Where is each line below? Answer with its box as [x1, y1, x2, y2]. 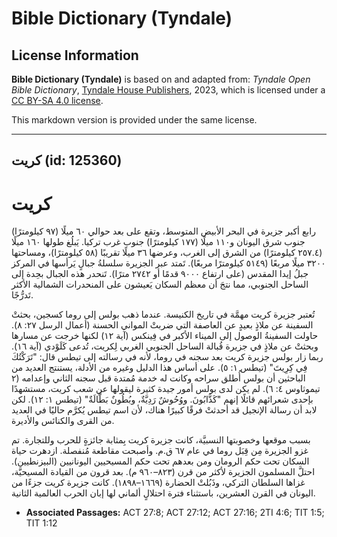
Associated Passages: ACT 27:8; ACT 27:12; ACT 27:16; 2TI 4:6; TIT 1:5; [25, 507, 325, 519]
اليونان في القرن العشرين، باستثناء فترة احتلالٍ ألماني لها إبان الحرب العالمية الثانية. [11, 487, 316, 499]
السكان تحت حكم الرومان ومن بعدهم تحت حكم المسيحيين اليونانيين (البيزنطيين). [11, 455, 310, 467]
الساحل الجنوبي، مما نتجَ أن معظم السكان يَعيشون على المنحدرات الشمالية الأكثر [11, 278, 309, 291]
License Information [11, 47, 139, 64]
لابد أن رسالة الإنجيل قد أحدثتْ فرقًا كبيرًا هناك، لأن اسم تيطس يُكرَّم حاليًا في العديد [11, 404, 318, 416]
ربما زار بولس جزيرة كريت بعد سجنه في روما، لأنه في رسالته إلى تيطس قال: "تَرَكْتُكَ [11, 351, 324, 363]
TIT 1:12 [25, 517, 58, 529]
